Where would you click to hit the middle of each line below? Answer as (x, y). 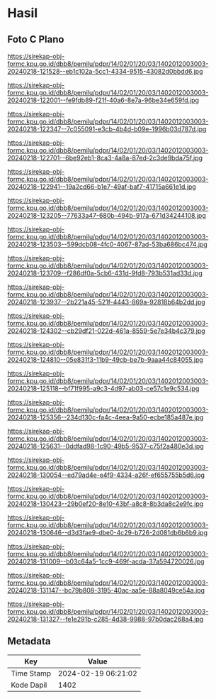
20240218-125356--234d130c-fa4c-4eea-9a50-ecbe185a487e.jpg (106, 417)
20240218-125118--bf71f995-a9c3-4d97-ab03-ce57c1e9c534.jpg (103, 389)
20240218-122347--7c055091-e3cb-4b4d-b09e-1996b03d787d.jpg (107, 129)
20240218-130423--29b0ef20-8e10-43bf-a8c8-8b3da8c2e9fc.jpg (106, 504)
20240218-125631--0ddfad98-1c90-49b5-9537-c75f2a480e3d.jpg (106, 446)
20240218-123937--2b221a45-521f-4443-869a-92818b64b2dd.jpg (106, 302)
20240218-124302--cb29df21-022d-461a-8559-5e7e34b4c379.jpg (106, 331)
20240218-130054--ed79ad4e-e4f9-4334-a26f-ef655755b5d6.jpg (106, 475)
